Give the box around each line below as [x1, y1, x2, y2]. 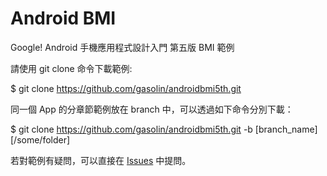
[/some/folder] [10, 133, 71, 146]
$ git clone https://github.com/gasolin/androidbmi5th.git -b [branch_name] [10, 123, 318, 135]
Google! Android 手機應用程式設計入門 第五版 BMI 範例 [10, 41, 235, 53]
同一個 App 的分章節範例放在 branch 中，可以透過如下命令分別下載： [10, 103, 294, 115]
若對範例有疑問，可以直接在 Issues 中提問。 [10, 154, 192, 166]
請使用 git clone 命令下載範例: [10, 62, 133, 74]
